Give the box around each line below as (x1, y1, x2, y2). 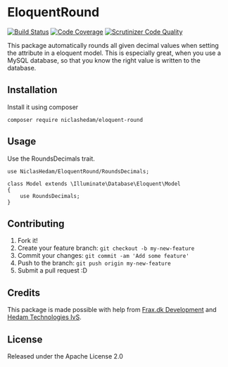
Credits (7, 287, 41, 299)
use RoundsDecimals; (20, 192, 80, 199)
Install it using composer (7, 103, 79, 111)
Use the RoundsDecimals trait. (7, 154, 95, 163)
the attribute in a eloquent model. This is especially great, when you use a (7, 49, 222, 57)
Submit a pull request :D (17, 266, 88, 275)
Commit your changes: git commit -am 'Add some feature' (17, 251, 190, 260)
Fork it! (17, 237, 39, 245)
